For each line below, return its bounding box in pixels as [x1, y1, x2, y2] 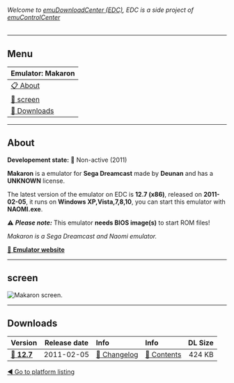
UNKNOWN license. [7, 177, 65, 185]
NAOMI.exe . [7, 204, 43, 213]
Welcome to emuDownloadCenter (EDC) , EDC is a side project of [7, 6, 194, 14]
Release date [44, 338, 89, 348]
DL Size [187, 338, 214, 348]
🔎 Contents [145, 350, 182, 359]
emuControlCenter [7, 13, 61, 21]
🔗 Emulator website [7, 245, 65, 254]
